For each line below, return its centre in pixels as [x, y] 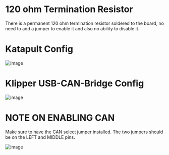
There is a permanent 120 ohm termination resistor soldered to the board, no [85, 23]
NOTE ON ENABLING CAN [60, 118]
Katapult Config [39, 49]
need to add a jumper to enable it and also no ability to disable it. [72, 28]
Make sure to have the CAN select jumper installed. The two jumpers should [84, 132]
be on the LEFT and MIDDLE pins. [40, 137]
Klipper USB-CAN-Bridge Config [75, 84]
